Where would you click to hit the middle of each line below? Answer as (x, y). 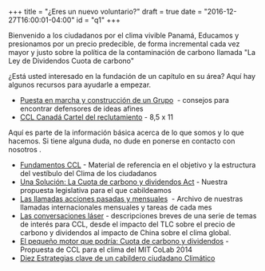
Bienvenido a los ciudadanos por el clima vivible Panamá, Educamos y (124, 35)
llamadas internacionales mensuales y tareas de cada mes (116, 207)
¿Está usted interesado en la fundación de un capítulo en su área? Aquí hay (132, 76)
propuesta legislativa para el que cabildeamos (95, 190)
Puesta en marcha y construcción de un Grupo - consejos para (125, 100)
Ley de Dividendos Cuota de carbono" (71, 61)
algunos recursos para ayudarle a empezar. (80, 84)
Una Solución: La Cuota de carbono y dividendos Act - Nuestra (124, 182)
